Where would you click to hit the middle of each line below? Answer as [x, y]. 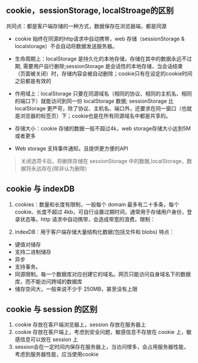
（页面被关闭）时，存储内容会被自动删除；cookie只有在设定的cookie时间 [103, 74]
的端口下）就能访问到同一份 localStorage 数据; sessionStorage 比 [94, 101]
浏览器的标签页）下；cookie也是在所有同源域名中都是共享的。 [95, 116]
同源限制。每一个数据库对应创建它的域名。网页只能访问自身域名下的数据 [103, 274]
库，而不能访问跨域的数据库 [48, 281]
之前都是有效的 [33, 81]
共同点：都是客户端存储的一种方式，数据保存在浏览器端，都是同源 [86, 26]
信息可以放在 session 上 [49, 339]
